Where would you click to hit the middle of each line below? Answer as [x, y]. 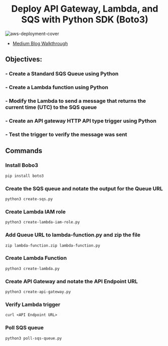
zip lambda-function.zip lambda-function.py [53, 245]
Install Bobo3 [22, 165]
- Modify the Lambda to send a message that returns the [76, 101]
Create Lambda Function [36, 258]
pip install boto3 [24, 176]
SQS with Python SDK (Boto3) [85, 20]
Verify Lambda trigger [33, 304]
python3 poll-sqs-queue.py [34, 338]
